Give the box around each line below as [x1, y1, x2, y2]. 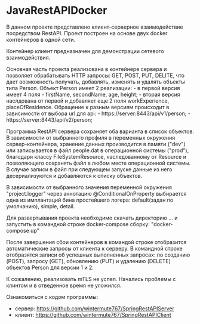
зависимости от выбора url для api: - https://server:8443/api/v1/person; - [6, 110, 191, 117]
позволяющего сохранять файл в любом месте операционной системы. [6, 159, 191, 166]
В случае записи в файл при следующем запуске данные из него [6, 165, 173, 173]
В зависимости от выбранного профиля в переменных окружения [6, 134, 176, 141]
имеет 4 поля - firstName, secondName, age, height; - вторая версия [6, 91, 180, 98]
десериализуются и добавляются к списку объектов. [6, 172, 143, 179]
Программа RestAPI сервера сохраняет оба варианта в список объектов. [6, 128, 194, 135]
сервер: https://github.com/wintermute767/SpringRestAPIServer [14, 305, 174, 312]
